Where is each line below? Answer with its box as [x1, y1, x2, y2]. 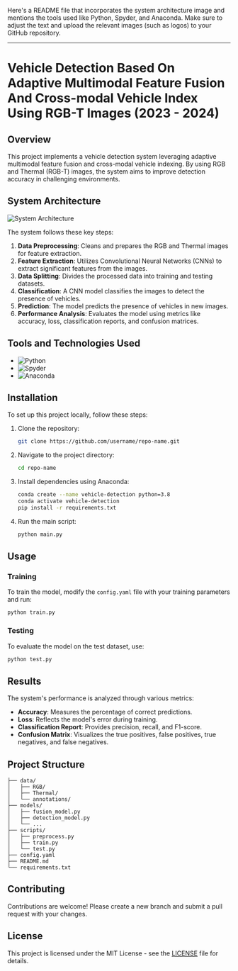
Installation [7, 392, 58, 404]
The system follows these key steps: [7, 228, 114, 236]
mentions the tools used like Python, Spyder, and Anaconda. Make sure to [7, 13, 223, 22]
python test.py [7, 656, 52, 663]
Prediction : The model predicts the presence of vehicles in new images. [17, 301, 229, 310]
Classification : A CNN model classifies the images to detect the [17, 286, 205, 295]
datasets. [17, 279, 45, 288]
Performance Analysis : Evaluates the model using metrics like [17, 309, 200, 318]
